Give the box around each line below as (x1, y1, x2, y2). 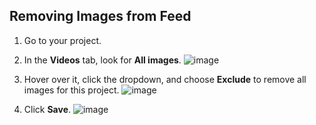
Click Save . (23, 103, 72, 115)
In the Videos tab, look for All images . (23, 54, 182, 66)
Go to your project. (23, 34, 102, 46)
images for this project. (23, 84, 120, 96)
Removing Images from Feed (9, 8, 192, 25)
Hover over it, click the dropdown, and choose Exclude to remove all (23, 73, 307, 85)
